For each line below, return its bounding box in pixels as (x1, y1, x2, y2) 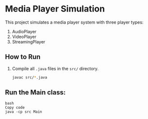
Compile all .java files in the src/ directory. (12, 66, 99, 71)
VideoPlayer (12, 34, 36, 40)
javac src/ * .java (12, 75, 48, 80)
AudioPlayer (12, 28, 37, 34)
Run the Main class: (5, 88, 66, 97)
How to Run (5, 53, 41, 61)
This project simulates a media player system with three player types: (5, 19, 144, 25)
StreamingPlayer (12, 39, 46, 44)
